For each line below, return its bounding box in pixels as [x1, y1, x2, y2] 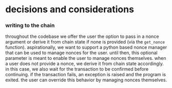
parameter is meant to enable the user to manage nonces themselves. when [5, 55, 166, 61]
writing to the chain [5, 22, 55, 29]
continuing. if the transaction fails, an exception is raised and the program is [5, 72, 166, 78]
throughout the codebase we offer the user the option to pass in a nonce [5, 33, 159, 39]
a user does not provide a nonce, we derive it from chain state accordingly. [5, 60, 164, 67]
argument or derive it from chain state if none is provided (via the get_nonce [5, 39, 165, 45]
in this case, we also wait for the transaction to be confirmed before [5, 66, 149, 72]
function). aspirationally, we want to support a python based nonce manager [5, 45, 167, 51]
